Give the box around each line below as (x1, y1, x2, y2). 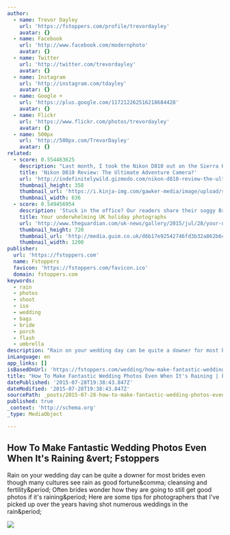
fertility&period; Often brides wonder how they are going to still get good (7, 485, 212, 493)
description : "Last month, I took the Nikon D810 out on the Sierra (19, 162, 219, 170)
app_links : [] (7, 360, 48, 367)
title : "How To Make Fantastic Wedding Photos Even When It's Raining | (7, 372, 219, 380)
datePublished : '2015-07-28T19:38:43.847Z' (7, 379, 133, 386)
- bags (13, 315, 32, 322)
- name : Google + (13, 93, 63, 100)
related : (7, 150, 32, 157)
